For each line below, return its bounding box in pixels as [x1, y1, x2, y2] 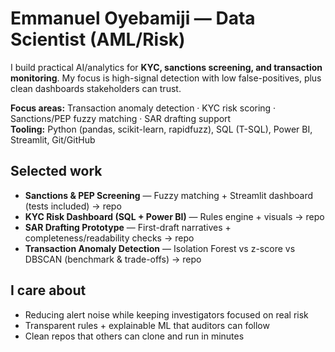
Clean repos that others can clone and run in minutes [24, 330, 245, 342]
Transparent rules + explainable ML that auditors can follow [24, 319, 270, 331]
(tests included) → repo [24, 200, 122, 212]
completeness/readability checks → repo [24, 232, 195, 244]
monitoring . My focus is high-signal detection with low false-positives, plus [10, 72, 322, 84]
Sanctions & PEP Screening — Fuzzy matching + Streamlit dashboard [24, 189, 314, 201]
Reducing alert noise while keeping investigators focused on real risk [24, 308, 309, 321]
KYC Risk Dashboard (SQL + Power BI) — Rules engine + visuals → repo [24, 210, 325, 222]
